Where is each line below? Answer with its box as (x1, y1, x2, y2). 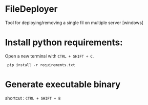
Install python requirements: (5, 37, 123, 48)
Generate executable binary (5, 79, 121, 90)
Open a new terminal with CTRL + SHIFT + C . (5, 53, 94, 59)
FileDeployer (5, 3, 58, 15)
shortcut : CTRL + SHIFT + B (5, 95, 61, 101)
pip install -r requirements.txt (7, 62, 76, 67)
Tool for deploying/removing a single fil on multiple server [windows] (5, 20, 144, 26)
